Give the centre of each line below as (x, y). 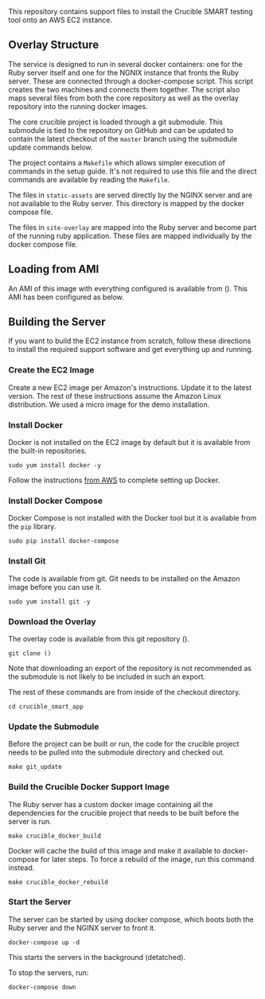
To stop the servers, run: (49, 972)
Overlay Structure (54, 45)
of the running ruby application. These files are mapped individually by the (130, 236)
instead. (21, 868)
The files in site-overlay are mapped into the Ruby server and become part (132, 227)
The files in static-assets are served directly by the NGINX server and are (131, 195)
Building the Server (57, 322)
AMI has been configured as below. (66, 297)
